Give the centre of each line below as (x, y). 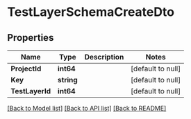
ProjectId (26, 68)
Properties (31, 38)
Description (104, 57)
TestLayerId (31, 91)
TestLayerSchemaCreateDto (91, 12)
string (68, 80)
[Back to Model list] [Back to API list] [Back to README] (87, 108)
